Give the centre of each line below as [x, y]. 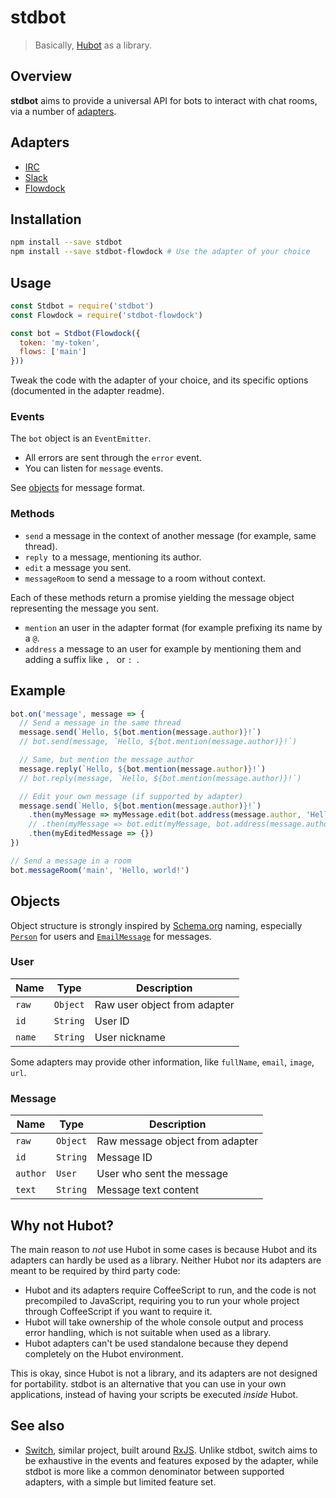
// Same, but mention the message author [107, 760]
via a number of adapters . [63, 111]
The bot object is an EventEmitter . [81, 438]
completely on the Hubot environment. [104, 1353]
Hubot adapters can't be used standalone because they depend [156, 1343]
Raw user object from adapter [164, 1004]
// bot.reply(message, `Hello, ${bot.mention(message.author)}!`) [160, 778]
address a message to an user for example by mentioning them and [163, 648]
